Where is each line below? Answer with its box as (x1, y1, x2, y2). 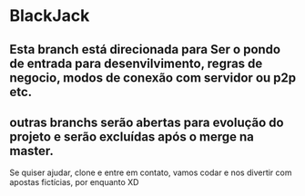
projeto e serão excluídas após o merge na (9, 129, 255, 144)
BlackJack (9, 5, 90, 26)
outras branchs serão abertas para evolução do (9, 114, 284, 130)
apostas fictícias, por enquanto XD (9, 177, 139, 188)
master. (9, 142, 55, 159)
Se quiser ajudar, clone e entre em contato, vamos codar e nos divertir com (9, 167, 292, 178)
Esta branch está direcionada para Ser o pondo (9, 42, 280, 57)
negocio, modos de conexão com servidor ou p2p (9, 70, 297, 85)
